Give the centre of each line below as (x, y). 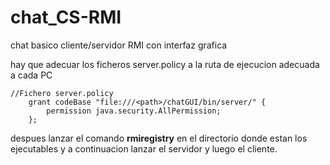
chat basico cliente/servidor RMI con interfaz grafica (119, 45)
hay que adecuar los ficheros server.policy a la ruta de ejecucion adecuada (165, 64)
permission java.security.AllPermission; (134, 111)
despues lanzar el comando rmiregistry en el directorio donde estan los (159, 138)
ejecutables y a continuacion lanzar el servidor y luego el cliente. (144, 148)
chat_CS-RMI (66, 17)
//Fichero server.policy (62, 93)
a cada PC (31, 75)
